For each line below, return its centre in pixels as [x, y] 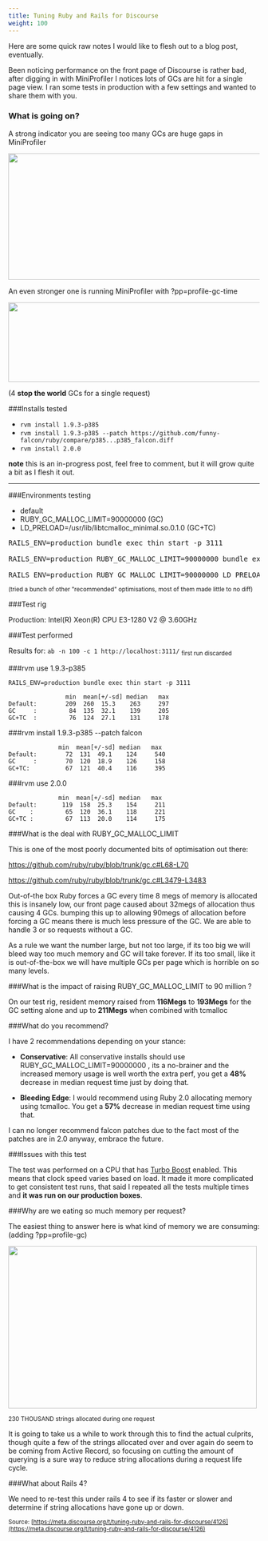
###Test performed [41, 635]
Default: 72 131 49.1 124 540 [87, 754]
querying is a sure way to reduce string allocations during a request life [125, 1459]
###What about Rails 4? [48, 1483]
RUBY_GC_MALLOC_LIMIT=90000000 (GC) [91, 519]
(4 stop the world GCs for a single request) [79, 393]
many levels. [29, 971]
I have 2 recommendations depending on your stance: [97, 1041]
